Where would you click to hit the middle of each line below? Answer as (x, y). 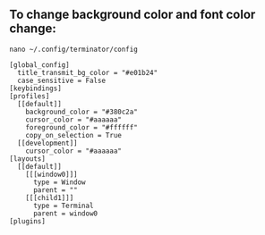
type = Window (60, 182)
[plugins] (28, 221)
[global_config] (39, 65)
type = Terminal (63, 206)
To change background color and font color (132, 15)
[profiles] (30, 96)
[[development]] (47, 143)
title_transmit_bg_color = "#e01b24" (88, 72)
